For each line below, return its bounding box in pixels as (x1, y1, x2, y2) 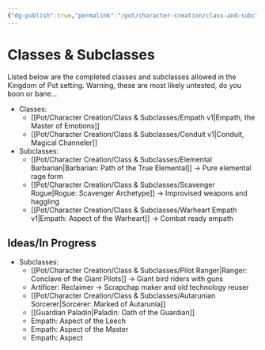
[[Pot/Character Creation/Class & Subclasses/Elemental (30, 154, 213, 164)
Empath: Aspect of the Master (30, 325, 129, 334)
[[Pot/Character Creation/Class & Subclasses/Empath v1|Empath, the (30, 112, 256, 122)
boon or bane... (7, 89, 58, 98)
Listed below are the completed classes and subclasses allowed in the (7, 72, 237, 82)
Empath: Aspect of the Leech (30, 316, 126, 325)
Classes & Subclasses (7, 45, 155, 63)
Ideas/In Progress (7, 236, 97, 249)
